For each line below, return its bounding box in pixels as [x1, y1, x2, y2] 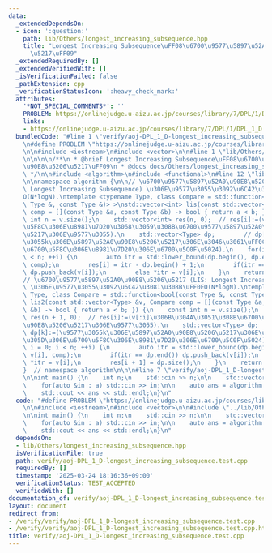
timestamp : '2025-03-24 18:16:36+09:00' [15, 472, 154, 480]
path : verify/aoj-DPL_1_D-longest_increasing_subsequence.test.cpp [15, 457, 249, 465]
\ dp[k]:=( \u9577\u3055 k [23, 328, 107, 337]
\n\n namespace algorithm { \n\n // [23, 178, 136, 186]
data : [8, 11, 27, 20]
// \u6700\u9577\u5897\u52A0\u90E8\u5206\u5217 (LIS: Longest [23, 276, 237, 284]
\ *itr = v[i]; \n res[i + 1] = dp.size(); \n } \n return [23, 358, 263, 367]
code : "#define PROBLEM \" [15, 397, 107, 405]
